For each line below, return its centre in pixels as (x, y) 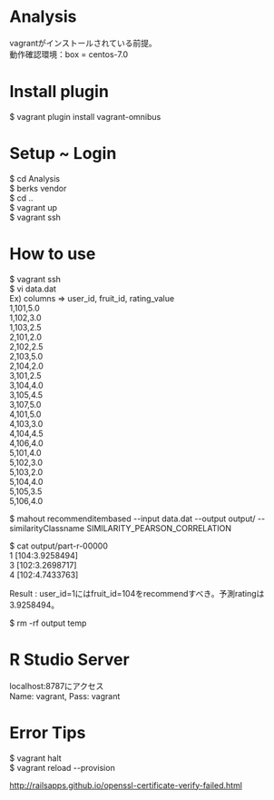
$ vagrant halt (35, 758)
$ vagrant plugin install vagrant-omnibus (85, 116)
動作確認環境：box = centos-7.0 (69, 54)
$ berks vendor (38, 188)
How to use (53, 254)
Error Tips (48, 732)
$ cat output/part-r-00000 (59, 546)
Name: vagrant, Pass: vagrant (65, 696)
